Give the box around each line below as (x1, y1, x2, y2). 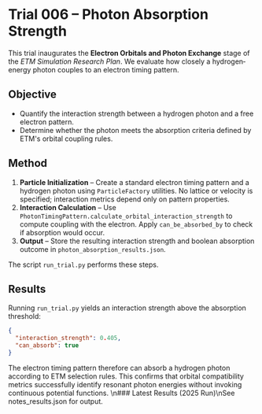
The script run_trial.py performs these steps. (8, 260, 159, 269)
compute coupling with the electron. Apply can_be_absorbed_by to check (19, 219, 253, 229)
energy (8, 65, 31, 74)
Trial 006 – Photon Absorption (8, 6, 208, 24)
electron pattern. (19, 116, 75, 127)
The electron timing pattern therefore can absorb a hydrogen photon (8, 363, 231, 372)
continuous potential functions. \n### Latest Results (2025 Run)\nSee (8, 388, 235, 397)
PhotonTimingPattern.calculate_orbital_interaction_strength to (19, 211, 233, 220)
